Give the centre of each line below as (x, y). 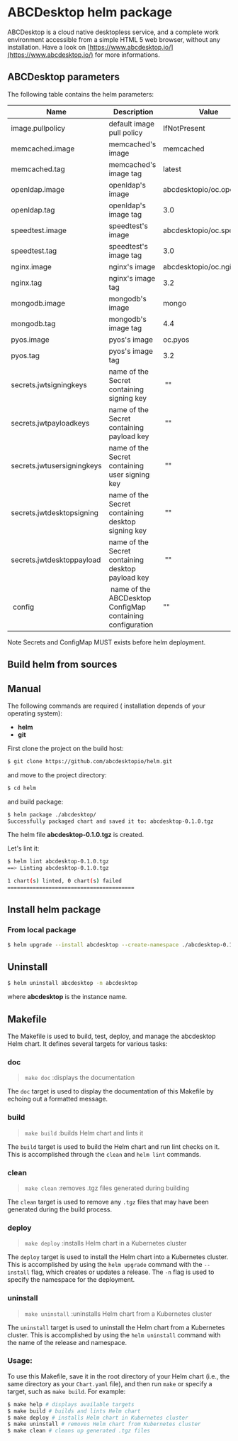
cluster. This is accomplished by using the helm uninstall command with (114, 1335)
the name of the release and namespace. (67, 1342)
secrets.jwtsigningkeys (49, 384)
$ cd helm (22, 788)
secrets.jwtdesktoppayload (56, 560)
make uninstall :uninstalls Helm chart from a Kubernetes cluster (118, 1313)
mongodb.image (38, 303)
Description (133, 112)
